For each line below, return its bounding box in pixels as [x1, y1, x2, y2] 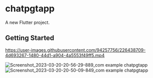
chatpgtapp [5, 3, 55, 14]
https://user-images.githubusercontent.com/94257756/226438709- [5, 47, 146, 53]
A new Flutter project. [5, 19, 50, 25]
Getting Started [5, 34, 54, 42]
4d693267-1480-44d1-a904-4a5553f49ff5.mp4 [5, 52, 105, 58]
